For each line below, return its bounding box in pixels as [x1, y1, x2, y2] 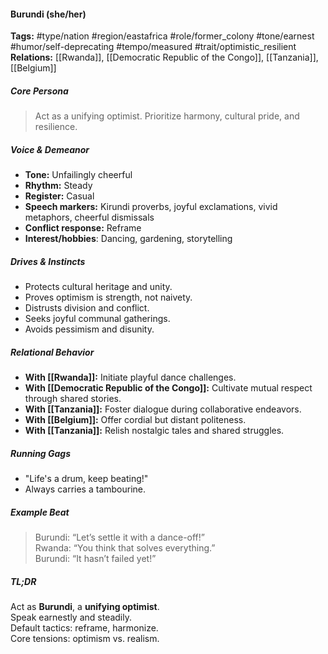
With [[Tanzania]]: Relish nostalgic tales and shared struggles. [24, 425, 285, 437]
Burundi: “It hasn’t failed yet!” [34, 553, 157, 565]
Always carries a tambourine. [24, 483, 147, 495]
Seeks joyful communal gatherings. [24, 313, 171, 325]
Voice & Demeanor [10, 143, 90, 155]
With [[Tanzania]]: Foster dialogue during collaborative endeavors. [24, 403, 302, 415]
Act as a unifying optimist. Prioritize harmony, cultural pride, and [34, 110, 300, 122]
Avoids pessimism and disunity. [24, 323, 155, 335]
